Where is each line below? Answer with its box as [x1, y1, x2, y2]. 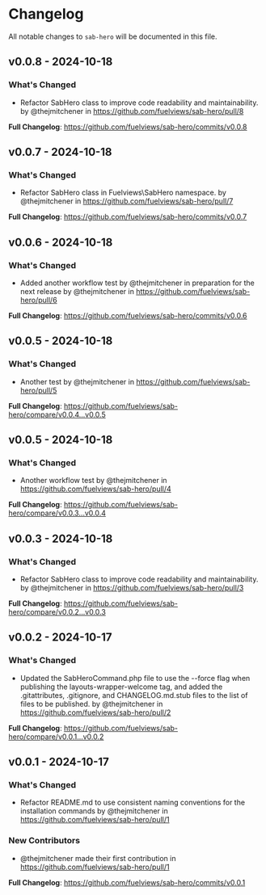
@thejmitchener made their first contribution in [19, 853, 176, 863]
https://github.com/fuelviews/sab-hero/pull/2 [19, 708, 171, 717]
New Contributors [8, 835, 81, 847]
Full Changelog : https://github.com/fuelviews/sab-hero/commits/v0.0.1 [8, 877, 246, 887]
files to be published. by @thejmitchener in [19, 699, 163, 708]
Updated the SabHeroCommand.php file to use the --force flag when [19, 673, 251, 683]
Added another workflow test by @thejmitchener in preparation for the [19, 278, 255, 288]
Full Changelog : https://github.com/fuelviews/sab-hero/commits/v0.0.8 [8, 122, 248, 132]
